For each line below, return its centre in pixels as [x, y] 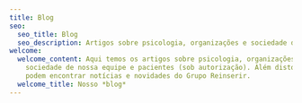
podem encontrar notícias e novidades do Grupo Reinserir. [138, 76]
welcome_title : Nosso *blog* [72, 84]
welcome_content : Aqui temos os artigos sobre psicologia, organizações [156, 59]
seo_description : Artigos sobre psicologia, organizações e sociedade [152, 43]
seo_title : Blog [48, 34]
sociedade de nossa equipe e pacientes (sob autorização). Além [148, 68]
